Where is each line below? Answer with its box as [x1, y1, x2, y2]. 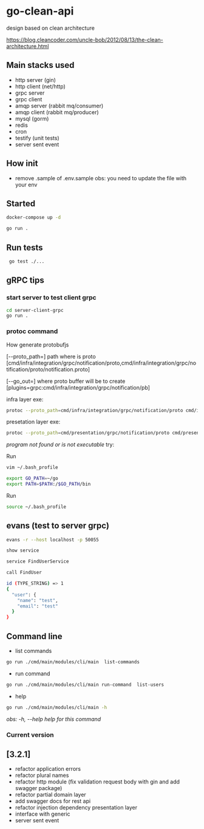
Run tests [6, 242, 43, 252]
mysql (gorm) [15, 115, 49, 122]
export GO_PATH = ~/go [6, 475, 59, 482]
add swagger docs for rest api [15, 797, 91, 805]
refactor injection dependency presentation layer [15, 804, 138, 811]
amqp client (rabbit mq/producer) [15, 108, 99, 116]
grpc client [15, 95, 42, 103]
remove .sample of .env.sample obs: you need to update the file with [15, 174, 187, 181]
